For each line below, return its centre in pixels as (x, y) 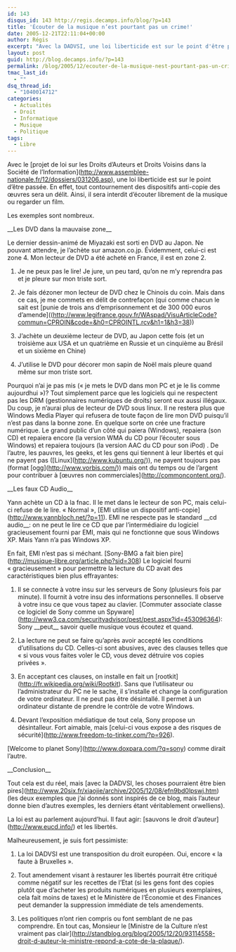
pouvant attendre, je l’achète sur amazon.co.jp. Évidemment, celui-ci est (112, 250)
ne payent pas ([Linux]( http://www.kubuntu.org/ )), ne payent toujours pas (114, 461)
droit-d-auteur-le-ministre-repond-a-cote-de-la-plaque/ (99, 941)
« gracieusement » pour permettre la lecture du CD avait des (95, 568)
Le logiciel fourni (167, 561)
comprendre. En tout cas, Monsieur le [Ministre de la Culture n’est (112, 926)
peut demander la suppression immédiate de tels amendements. (110, 905)
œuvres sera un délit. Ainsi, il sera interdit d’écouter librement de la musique (118, 195)
